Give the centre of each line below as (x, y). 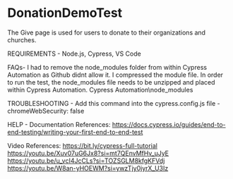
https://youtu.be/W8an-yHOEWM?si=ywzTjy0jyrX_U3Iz (88, 168)
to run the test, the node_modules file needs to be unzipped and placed (111, 82)
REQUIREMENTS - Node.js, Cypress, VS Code (74, 54)
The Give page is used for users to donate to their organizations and (107, 32)
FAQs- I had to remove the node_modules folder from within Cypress (107, 67)
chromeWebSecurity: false (46, 111)
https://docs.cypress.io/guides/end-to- (169, 124)
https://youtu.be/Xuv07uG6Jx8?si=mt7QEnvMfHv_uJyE (88, 153)
